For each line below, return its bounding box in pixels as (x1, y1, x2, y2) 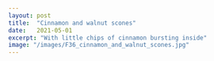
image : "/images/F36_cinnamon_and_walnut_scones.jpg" (8, 41, 190, 49)
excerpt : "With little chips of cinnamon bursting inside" (8, 33, 208, 42)
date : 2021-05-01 (8, 26, 73, 34)
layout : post (8, 11, 52, 20)
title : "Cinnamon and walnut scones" (8, 19, 136, 27)
